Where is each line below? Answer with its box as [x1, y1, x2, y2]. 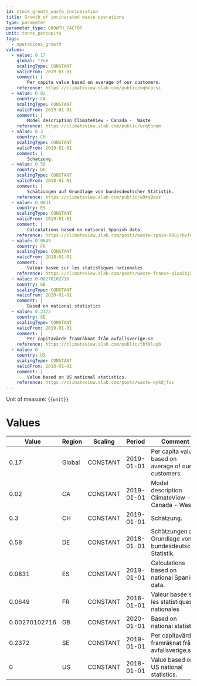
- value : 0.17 [11, 52, 46, 58]
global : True [16, 58, 49, 63]
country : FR [16, 243, 46, 249]
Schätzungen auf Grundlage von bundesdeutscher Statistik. [27, 188, 175, 194]
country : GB [16, 281, 46, 288]
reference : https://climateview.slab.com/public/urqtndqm [16, 123, 161, 129]
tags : [6, 36, 19, 42]
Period [126, 438, 145, 446]
